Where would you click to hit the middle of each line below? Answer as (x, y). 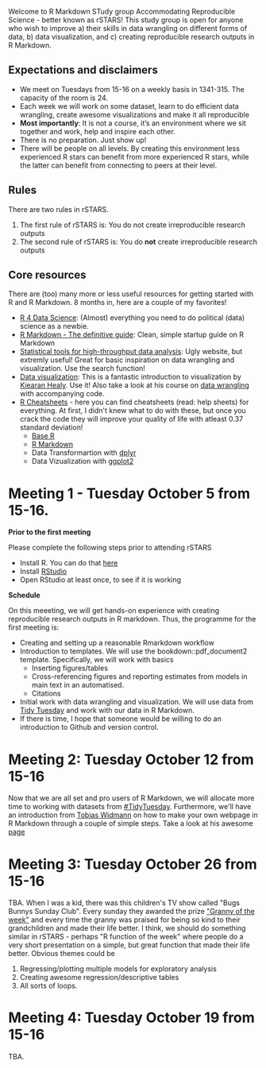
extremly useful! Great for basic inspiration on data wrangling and (127, 360)
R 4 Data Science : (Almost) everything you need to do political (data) (132, 318)
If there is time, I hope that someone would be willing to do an (121, 719)
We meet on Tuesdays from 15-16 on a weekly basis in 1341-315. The (132, 89)
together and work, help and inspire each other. (98, 131)
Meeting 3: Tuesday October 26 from (133, 864)
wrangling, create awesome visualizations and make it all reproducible (135, 114)
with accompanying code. (62, 394)
